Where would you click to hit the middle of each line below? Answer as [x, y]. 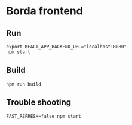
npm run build [24, 84]
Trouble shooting [39, 103]
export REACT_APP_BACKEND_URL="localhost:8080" [67, 47]
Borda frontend [45, 11]
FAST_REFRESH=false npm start [44, 116]
